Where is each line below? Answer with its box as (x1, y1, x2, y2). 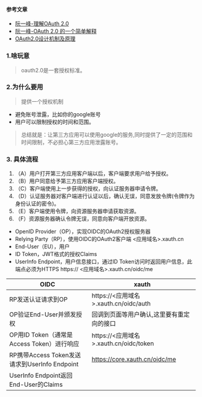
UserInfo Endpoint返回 (9, 371, 73, 380)
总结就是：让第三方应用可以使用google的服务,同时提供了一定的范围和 (20, 131, 193, 138)
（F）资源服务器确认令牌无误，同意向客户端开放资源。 (14, 215, 150, 222)
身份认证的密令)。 (14, 200, 60, 207)
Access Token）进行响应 (9, 340, 79, 348)
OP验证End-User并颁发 (9, 310, 76, 319)
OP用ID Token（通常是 (9, 331, 73, 339)
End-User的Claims (9, 380, 63, 389)
